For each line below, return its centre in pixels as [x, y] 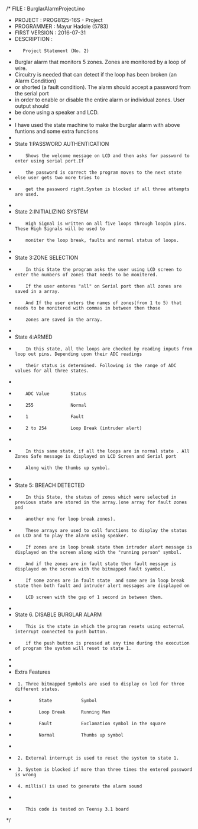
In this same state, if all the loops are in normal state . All [108, 451]
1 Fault [55, 417]
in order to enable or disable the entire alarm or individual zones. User [100, 100]
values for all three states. [52, 371]
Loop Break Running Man [74, 712]
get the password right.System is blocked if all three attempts [108, 189]
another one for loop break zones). [71, 519]
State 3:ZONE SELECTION [46, 258]
